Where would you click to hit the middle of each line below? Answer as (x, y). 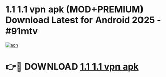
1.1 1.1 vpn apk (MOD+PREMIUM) (75, 9)
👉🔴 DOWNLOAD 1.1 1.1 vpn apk (72, 67)
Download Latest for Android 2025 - (83, 20)
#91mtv (22, 31)
